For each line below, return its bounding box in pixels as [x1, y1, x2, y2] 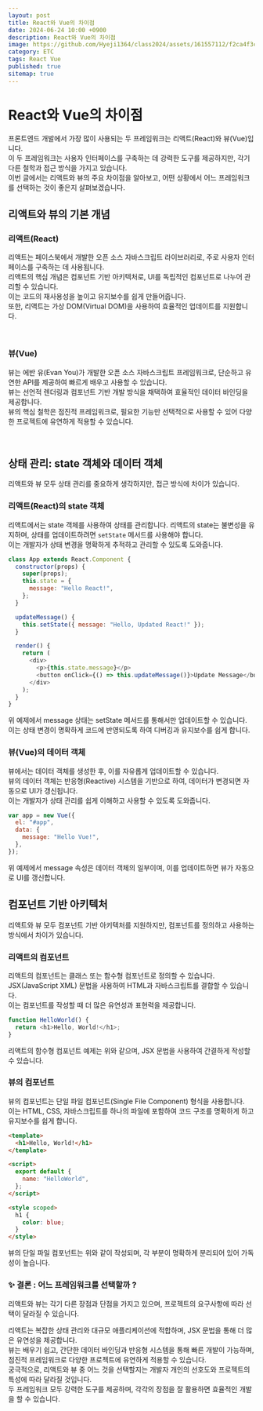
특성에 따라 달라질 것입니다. [8, 1374, 92, 1384]
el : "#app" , [15, 819, 55, 826]
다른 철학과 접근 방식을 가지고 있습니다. [8, 162, 128, 173]
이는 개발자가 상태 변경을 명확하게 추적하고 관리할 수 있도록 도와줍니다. [8, 539, 223, 549]
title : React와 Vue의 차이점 [8, 19, 95, 27]
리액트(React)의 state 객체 [8, 501, 105, 512]
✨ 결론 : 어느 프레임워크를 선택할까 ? [8, 1280, 137, 1291]
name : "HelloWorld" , [22, 1175, 89, 1183]
